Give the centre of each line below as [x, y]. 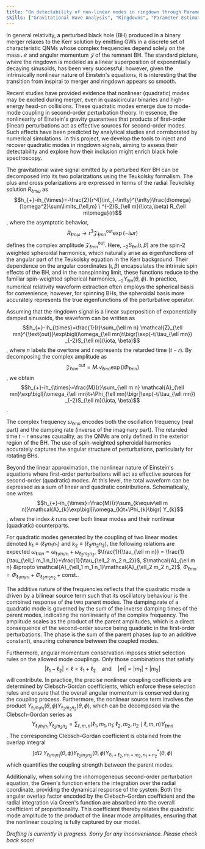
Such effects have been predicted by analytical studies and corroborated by [102, 132]
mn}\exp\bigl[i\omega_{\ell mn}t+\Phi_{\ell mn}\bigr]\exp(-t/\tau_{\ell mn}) [103, 394]
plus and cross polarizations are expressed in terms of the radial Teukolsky [101, 182]
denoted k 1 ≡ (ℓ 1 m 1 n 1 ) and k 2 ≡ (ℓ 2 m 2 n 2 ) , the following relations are [91, 545]
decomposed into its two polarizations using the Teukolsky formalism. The [100, 176]
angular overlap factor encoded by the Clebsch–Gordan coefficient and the [101, 796]
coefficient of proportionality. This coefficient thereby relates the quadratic [100, 809]
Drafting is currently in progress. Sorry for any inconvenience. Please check [102, 834]
